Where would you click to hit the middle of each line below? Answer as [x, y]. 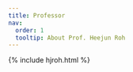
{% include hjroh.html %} [49, 60]
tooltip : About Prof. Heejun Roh [70, 38]
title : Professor [37, 15]
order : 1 [30, 30]
